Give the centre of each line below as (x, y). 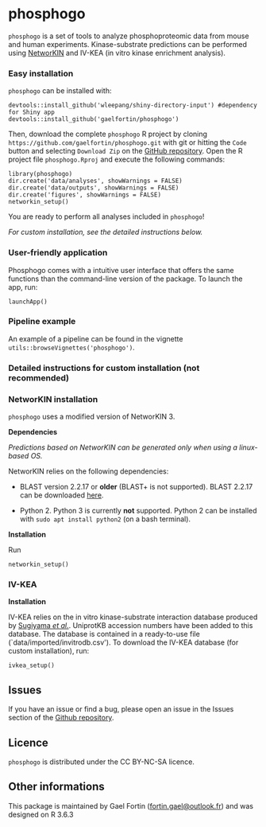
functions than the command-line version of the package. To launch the (125, 279)
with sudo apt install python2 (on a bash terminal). (105, 519)
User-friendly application (58, 253)
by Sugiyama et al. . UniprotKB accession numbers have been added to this (131, 626)
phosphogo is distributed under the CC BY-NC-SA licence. (101, 762)
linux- (249, 447)
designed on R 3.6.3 (41, 814)
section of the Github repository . (61, 718)
